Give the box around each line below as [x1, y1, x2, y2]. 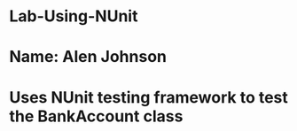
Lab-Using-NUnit [9, 6, 138, 27]
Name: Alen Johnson [9, 47, 167, 67]
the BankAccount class [9, 106, 184, 126]
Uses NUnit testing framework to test [9, 87, 288, 107]
